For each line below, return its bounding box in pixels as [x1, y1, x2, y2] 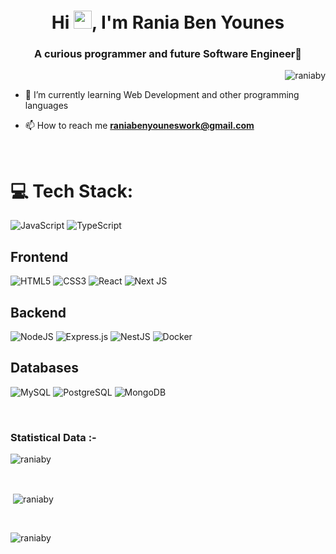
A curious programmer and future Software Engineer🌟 [33, 47, 303, 61]
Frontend [10, 248, 69, 265]
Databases [10, 360, 80, 377]
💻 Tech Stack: [10, 180, 134, 202]
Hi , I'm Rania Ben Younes [51, 11, 285, 34]
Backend [10, 304, 67, 321]
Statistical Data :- [10, 430, 97, 444]
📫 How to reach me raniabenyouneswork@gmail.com [24, 120, 255, 132]
